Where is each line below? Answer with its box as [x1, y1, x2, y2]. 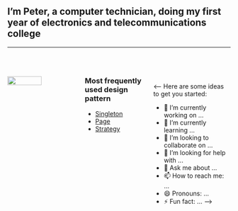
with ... [164, 156, 184, 164]
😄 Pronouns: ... [164, 189, 210, 198]
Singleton [95, 110, 123, 118]
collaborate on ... [164, 141, 213, 149]
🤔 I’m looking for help [164, 148, 226, 156]
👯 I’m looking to [164, 133, 209, 142]
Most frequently [84, 76, 142, 86]
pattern [84, 93, 111, 103]
